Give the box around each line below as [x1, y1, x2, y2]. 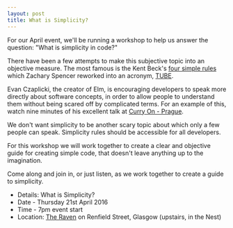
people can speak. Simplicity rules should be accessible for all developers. [7, 128, 221, 136]
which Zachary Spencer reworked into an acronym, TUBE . [7, 71, 174, 80]
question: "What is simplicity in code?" [7, 43, 118, 51]
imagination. [7, 156, 43, 164]
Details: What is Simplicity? [17, 190, 95, 199]
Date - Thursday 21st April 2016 [17, 197, 109, 206]
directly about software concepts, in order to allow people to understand [7, 92, 215, 101]
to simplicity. [7, 177, 44, 185]
